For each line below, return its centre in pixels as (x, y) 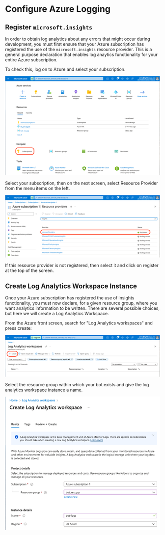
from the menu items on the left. (38, 188)
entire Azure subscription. (31, 60)
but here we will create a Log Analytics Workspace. (57, 313)
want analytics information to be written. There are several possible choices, (82, 308)
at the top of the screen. (29, 270)
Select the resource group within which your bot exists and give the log (77, 385)
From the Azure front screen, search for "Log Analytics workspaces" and (79, 323)
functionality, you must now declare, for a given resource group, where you (81, 303)
